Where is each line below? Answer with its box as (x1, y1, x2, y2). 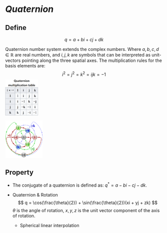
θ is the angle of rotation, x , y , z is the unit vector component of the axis (12, 207, 160, 213)
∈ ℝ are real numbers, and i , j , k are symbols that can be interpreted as (5, 52, 151, 58)
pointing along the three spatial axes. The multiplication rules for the (21, 57, 162, 63)
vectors (5, 57, 21, 63)
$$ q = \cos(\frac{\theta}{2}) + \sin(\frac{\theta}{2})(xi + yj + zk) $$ (17, 200, 158, 206)
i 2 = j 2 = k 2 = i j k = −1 (62, 71, 106, 77)
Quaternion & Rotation (12, 192, 58, 198)
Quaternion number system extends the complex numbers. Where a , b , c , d (5, 46, 159, 52)
